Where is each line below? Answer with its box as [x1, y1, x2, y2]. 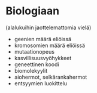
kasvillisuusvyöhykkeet [14, 54, 72, 61]
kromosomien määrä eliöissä [14, 42, 85, 49]
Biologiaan [5, 4, 60, 18]
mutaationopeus [14, 48, 55, 55]
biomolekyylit [14, 67, 48, 74]
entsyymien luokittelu [14, 79, 67, 87]
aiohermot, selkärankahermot [14, 73, 87, 80]
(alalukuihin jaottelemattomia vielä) [5, 24, 92, 31]
